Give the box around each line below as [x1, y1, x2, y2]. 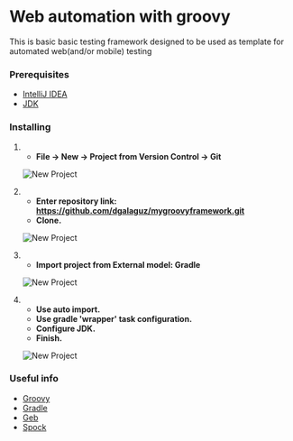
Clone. [35, 215, 62, 225]
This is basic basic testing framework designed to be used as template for [9, 36, 284, 47]
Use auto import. [35, 304, 101, 315]
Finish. [35, 332, 63, 344]
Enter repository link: [35, 196, 117, 207]
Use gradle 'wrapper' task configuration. [35, 313, 192, 324]
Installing [9, 121, 51, 133]
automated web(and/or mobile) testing [9, 45, 152, 56]
